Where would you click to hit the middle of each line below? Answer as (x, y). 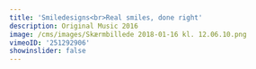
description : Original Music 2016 (74, 26)
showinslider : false (48, 51)
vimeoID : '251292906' (50, 43)
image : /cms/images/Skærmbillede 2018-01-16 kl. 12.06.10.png (128, 34)
